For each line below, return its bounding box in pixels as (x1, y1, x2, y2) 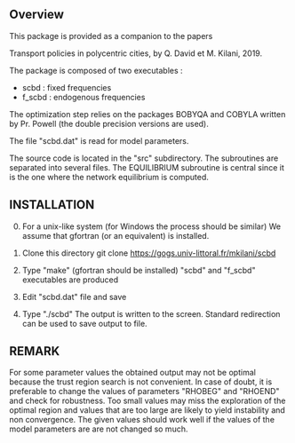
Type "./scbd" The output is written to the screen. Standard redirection (21, 308, 281, 319)
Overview (9, 7, 65, 22)
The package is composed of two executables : (9, 65, 184, 75)
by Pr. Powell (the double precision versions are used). (9, 118, 209, 129)
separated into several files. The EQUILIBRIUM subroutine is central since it (9, 162, 284, 172)
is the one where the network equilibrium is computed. (9, 171, 209, 182)
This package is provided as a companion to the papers (9, 30, 213, 41)
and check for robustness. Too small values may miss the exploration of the (9, 395, 286, 407)
